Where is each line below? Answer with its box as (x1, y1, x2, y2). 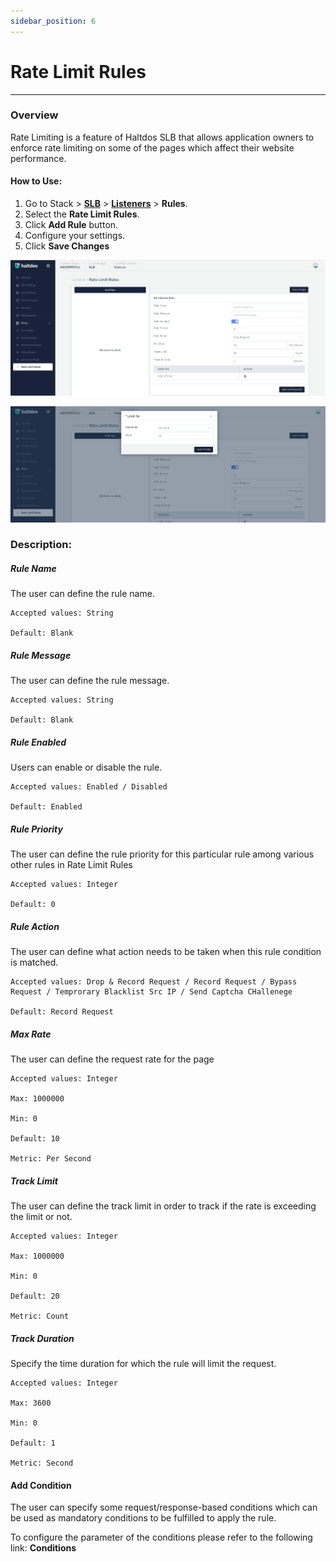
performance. (10, 152, 67, 164)
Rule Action (10, 920, 60, 932)
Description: (10, 538, 72, 552)
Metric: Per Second (10, 1154, 92, 1164)
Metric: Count (10, 1311, 70, 1322)
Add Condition (10, 1479, 72, 1491)
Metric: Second (10, 1458, 74, 1469)
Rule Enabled (10, 736, 67, 749)
